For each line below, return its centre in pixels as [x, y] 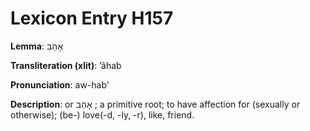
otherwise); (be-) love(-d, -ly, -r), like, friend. [102, 114]
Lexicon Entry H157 [92, 18]
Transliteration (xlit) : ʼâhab [66, 65]
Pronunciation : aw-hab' [60, 84]
